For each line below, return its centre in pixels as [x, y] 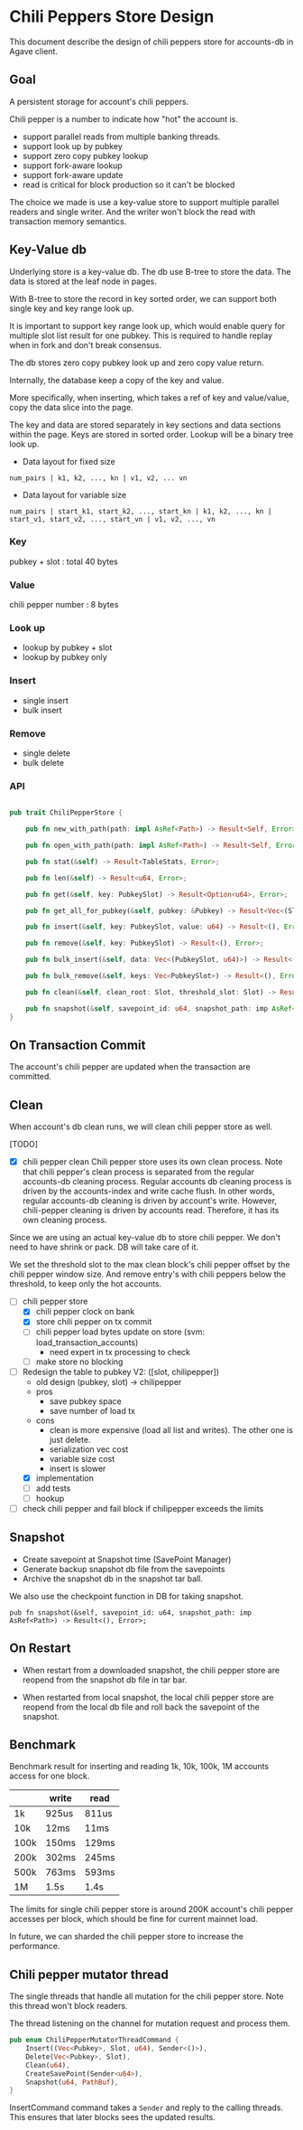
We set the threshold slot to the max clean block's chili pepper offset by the [150, 1265]
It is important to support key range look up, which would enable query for [147, 325]
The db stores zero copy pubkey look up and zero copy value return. [137, 363]
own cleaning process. [64, 1220]
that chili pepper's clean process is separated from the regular [138, 1172]
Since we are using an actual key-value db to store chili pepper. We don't [145, 1238]
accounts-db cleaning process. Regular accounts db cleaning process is [157, 1182]
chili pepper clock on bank [85, 1312]
